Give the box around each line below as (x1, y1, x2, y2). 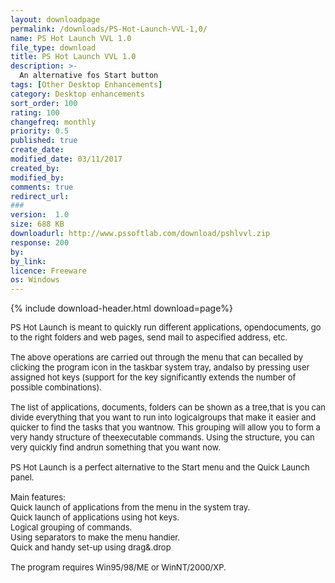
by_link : (10, 256, 47, 266)
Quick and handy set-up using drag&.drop (10, 542, 172, 553)
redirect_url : (10, 191, 70, 201)
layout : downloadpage (10, 14, 101, 25)
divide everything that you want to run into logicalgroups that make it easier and (10, 412, 317, 423)
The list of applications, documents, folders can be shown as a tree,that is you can (10, 402, 327, 413)
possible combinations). (10, 382, 102, 393)
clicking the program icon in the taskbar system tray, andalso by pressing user (10, 362, 310, 373)
